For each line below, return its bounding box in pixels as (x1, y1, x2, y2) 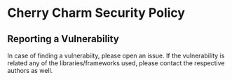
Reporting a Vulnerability (7, 33, 119, 45)
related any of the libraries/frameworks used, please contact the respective (7, 59, 225, 67)
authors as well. (7, 67, 53, 74)
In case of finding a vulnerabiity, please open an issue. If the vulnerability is (7, 51, 225, 60)
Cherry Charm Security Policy (7, 5, 186, 21)
